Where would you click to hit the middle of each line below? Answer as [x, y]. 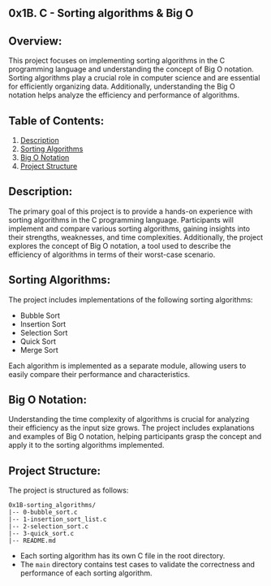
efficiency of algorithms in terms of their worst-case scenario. [112, 254]
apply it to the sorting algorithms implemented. [86, 445]
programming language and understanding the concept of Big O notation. [131, 69]
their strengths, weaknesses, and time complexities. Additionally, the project [136, 237]
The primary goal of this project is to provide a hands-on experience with [131, 211]
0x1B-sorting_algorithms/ [52, 506]
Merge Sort [39, 349]
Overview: [35, 41]
